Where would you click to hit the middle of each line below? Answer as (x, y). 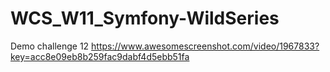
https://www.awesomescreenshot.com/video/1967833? (205, 46)
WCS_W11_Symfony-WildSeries (145, 18)
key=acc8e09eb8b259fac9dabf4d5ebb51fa (100, 56)
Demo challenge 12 (50, 46)
